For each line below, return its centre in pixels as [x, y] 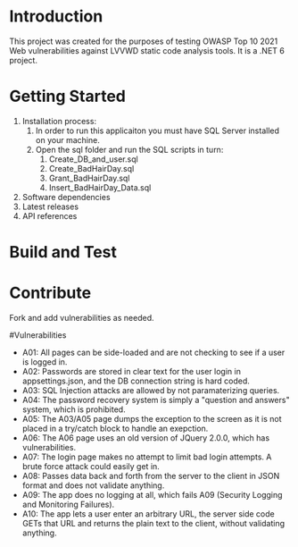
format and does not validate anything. [93, 485]
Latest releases [50, 206]
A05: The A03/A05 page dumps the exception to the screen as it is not [152, 419]
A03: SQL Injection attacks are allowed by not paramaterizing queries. [151, 390]
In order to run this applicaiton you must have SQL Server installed [157, 130]
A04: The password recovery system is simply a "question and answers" [156, 400]
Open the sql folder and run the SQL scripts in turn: [129, 149]
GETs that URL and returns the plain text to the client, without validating [153, 523]
